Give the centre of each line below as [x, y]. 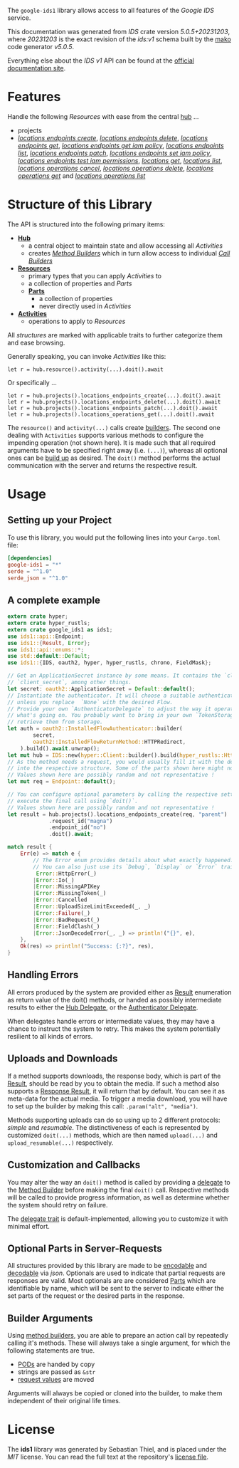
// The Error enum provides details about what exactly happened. [133, 860]
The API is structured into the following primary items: [86, 224]
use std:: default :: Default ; [49, 656]
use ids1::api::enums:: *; [46, 650]
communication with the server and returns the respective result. [102, 465]
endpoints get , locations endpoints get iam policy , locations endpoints [121, 145]
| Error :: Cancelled [60, 900]
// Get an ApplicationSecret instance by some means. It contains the [114, 676]
